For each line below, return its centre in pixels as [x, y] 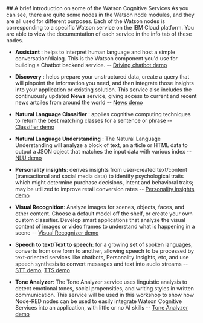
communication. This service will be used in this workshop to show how [105, 295]
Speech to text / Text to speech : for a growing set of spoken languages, [104, 244]
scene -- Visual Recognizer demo [57, 233]
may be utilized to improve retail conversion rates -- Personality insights [105, 189]
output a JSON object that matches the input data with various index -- [103, 152]
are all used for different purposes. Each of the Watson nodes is [85, 21]
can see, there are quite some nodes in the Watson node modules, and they [100, 15]
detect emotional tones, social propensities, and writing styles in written [105, 288]
